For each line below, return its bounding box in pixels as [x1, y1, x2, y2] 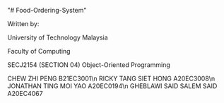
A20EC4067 [7, 90, 44, 97]
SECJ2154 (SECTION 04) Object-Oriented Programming [7, 61, 171, 69]
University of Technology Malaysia [7, 33, 108, 42]
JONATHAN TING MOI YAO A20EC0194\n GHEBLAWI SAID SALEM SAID [7, 82, 218, 90]
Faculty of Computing [7, 47, 71, 55]
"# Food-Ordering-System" [7, 6, 87, 14]
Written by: [7, 20, 40, 28]
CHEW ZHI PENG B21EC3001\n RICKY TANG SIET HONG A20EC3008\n [7, 74, 216, 83]
